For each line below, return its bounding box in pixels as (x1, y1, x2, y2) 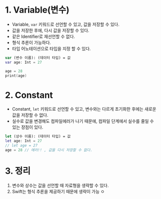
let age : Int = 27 (5, 139, 42, 144)
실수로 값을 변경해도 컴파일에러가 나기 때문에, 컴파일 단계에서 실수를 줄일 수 (12, 118, 154, 124)
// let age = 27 (5, 143, 38, 148)
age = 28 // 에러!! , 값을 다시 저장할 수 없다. (5, 148, 93, 152)
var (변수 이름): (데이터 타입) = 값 (5, 55, 71, 60)
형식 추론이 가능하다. (12, 39, 51, 45)
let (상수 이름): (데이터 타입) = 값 (5, 134, 71, 139)
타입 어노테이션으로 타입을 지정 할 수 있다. (12, 46, 91, 51)
